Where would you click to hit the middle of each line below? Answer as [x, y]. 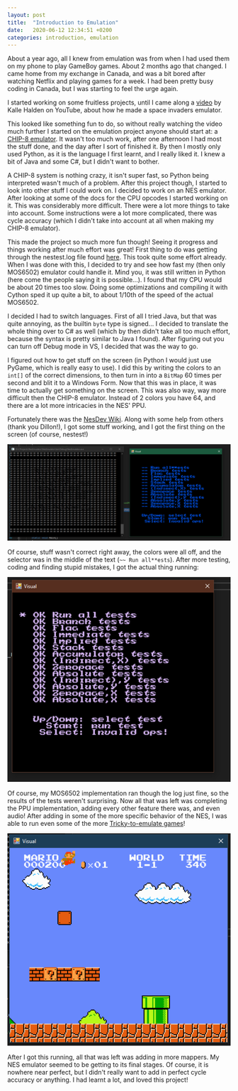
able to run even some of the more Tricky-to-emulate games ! [96, 823]
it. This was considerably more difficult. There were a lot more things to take [119, 205]
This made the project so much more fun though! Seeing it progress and [113, 242]
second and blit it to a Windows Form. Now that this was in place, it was [112, 383]
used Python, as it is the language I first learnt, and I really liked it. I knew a [116, 154]
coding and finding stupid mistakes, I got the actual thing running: [103, 567]
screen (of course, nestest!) [48, 434]
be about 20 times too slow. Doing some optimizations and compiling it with [118, 287]
